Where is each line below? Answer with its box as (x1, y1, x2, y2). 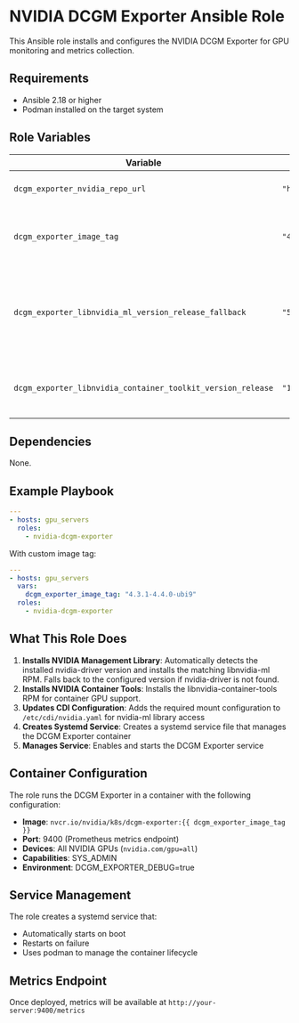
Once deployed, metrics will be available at (9, 997, 167, 1008)
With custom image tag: (9, 548, 97, 558)
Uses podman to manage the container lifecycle (21, 947, 198, 958)
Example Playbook (9, 483, 114, 499)
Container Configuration (9, 766, 149, 781)
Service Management (9, 888, 132, 903)
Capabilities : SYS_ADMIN (21, 852, 117, 863)
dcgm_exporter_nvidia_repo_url (13, 183, 147, 193)
